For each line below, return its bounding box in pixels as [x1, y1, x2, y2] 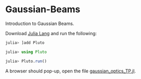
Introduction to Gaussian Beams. [5, 20, 74, 27]
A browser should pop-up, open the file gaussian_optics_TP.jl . [5, 68, 136, 74]
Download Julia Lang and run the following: [5, 30, 97, 36]
